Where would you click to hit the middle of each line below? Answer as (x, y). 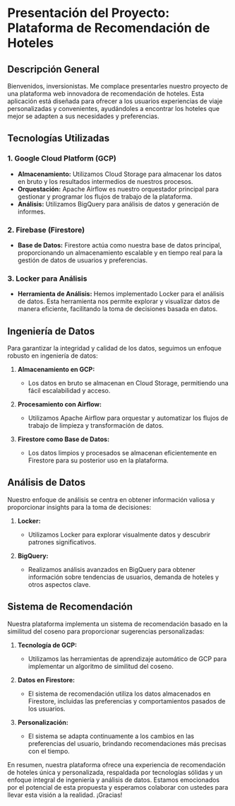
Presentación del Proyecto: (89, 13)
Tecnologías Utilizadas (59, 138)
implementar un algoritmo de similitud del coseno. (101, 666)
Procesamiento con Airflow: (60, 404)
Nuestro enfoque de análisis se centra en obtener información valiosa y (111, 499)
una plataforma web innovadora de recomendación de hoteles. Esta (106, 94)
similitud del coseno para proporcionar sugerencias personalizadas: (106, 631)
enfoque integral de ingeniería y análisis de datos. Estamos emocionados (114, 780)
